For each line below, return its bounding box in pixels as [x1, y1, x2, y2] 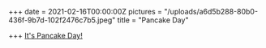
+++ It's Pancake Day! [8, 31, 83, 40]
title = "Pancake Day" [117, 15, 189, 25]
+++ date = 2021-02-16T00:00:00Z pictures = [8, 7, 163, 16]
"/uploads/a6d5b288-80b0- [164, 7, 258, 16]
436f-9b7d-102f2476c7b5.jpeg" [8, 15, 116, 25]
